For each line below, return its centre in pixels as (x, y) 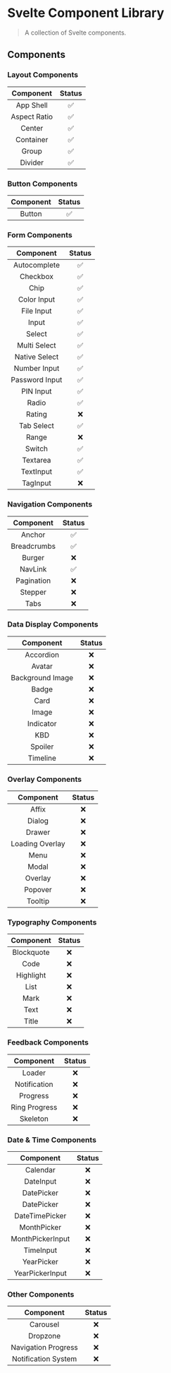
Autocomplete (36, 265)
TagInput (37, 483)
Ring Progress (34, 1107)
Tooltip (38, 901)
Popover (38, 890)
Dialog (38, 821)
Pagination (33, 581)
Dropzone (44, 1336)
